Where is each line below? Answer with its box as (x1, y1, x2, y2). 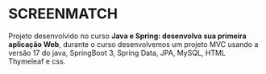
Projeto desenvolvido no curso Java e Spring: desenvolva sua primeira (8, 31, 247, 41)
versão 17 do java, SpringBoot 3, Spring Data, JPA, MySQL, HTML (8, 48, 227, 57)
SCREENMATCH (8, 5, 118, 23)
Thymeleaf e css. (8, 56, 66, 66)
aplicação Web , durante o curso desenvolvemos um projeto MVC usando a (8, 39, 259, 49)
